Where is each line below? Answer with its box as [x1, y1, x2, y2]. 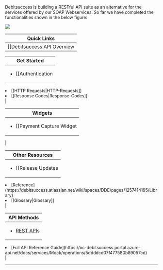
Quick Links [27, 35, 55, 42]
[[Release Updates [16, 165, 58, 171]
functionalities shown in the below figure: [5, 15, 87, 20]
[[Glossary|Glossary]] [11, 198, 54, 203]
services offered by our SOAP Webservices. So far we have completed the [5, 9, 154, 15]
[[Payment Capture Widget [16, 123, 77, 129]
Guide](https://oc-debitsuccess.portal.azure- [50, 245, 141, 250]
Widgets [32, 109, 52, 116]
